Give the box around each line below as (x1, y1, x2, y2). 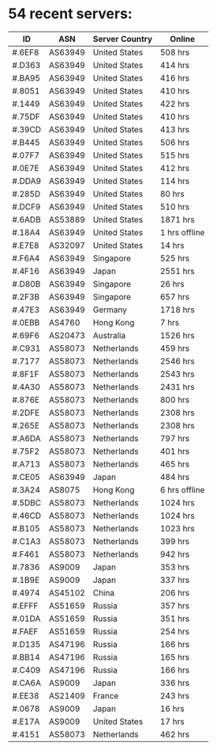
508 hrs (159, 47, 190, 58)
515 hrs (159, 150, 190, 161)
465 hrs (159, 459, 190, 470)
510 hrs (159, 201, 190, 212)
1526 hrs (159, 329, 195, 341)
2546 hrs (159, 356, 195, 367)
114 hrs (159, 175, 190, 186)
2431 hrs (159, 381, 195, 392)
